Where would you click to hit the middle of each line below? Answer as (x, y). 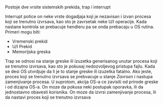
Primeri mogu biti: (23, 32)
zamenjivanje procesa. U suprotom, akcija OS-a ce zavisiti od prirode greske (82, 82)
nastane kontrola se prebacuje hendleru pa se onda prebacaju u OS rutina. (80, 27)
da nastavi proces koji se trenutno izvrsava (48, 97)
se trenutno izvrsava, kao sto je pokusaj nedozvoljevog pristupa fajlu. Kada (80, 66)
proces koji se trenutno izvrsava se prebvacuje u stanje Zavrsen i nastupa (79, 77)
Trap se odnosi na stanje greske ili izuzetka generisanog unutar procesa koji (81, 61)
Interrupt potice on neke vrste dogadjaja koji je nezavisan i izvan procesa (78, 16)
